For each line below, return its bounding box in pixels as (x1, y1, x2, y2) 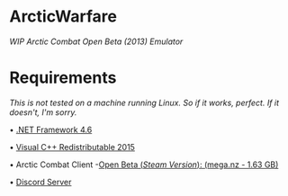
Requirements (9, 67, 117, 88)
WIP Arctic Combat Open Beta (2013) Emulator (9, 36, 184, 47)
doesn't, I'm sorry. (9, 106, 77, 118)
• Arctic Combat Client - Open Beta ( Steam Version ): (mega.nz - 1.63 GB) (9, 159, 279, 170)
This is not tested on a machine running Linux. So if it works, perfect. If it (9, 97, 280, 108)
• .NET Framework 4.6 (9, 124, 93, 135)
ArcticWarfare (9, 6, 117, 27)
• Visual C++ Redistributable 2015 (9, 141, 135, 152)
